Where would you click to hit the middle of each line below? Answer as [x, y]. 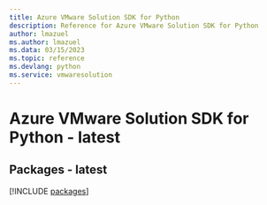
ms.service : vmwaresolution [61, 75]
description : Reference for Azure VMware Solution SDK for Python [134, 26]
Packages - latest [58, 170]
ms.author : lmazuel [45, 42]
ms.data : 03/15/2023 [47, 50]
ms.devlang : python [45, 67]
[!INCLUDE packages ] [49, 191]
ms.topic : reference [47, 58]
